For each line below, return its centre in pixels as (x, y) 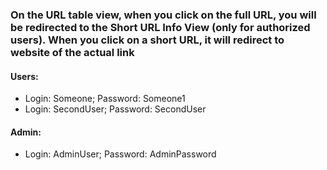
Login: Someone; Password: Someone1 (105, 99)
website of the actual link (72, 52)
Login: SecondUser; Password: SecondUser (115, 109)
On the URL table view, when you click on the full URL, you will (163, 15)
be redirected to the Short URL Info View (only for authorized (160, 27)
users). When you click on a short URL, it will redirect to (147, 40)
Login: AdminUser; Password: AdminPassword (120, 154)
